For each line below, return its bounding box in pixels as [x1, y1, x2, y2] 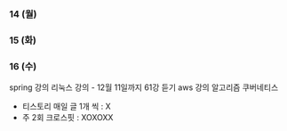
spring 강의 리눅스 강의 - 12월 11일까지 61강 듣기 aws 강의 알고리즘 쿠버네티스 [9, 82, 279, 93]
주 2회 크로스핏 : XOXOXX [21, 112, 114, 123]
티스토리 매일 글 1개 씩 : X [21, 101, 111, 112]
